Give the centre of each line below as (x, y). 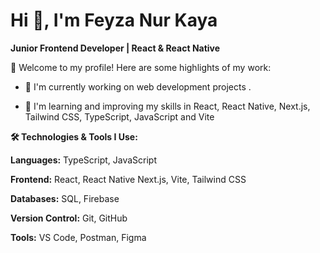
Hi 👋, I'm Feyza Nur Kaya (114, 20)
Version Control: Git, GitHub (69, 218)
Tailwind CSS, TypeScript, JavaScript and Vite (119, 116)
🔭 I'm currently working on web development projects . (138, 86)
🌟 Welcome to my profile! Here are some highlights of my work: (141, 67)
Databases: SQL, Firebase (65, 198)
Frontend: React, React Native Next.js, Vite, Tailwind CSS (128, 179)
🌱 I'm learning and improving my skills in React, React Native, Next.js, (167, 106)
